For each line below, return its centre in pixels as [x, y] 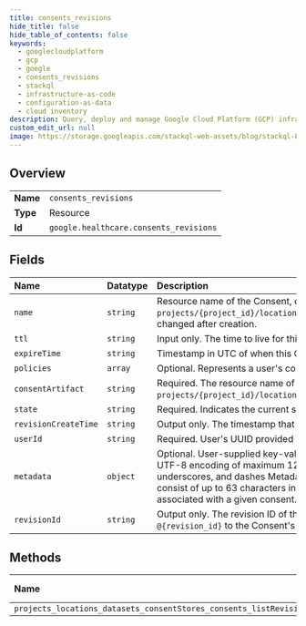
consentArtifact [49, 389]
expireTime [37, 353]
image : [22, 137]
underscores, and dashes [211, 477]
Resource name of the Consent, [224, 301]
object [121, 476]
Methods [36, 557]
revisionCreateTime [56, 424]
